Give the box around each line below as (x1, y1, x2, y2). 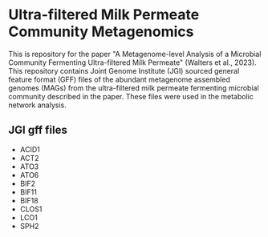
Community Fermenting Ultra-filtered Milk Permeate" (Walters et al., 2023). (8, 58, 257, 67)
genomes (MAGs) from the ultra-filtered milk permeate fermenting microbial (8, 82, 259, 93)
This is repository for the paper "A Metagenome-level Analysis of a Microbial (8, 49, 262, 58)
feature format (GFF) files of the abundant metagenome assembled (8, 74, 230, 84)
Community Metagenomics (8, 22, 194, 41)
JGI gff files (8, 123, 68, 137)
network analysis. (8, 100, 67, 110)
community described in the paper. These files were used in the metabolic (8, 91, 254, 101)
